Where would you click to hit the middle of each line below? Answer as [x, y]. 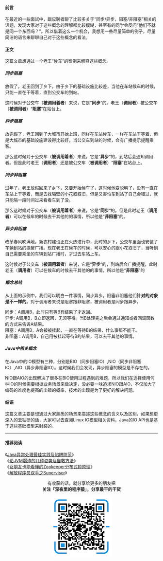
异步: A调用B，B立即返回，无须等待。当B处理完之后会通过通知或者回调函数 [80, 318]
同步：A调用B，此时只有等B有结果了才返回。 [50, 312]
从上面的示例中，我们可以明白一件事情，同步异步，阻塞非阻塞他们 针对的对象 [81, 296]
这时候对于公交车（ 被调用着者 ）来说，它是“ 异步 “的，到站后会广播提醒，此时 [81, 264]
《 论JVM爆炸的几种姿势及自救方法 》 [42, 460]
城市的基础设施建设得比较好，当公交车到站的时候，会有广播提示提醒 [81, 140]
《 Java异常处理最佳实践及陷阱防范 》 [41, 454]
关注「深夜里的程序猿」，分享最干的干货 [81, 489]
